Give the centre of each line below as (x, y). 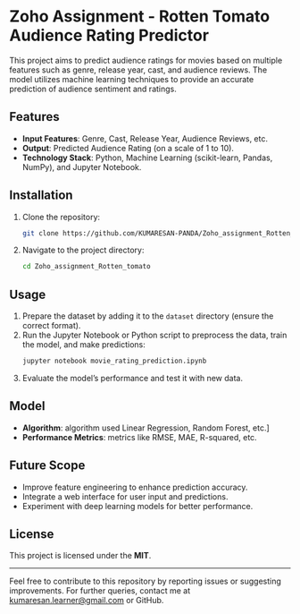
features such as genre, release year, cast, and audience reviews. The (138, 70)
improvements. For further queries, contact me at (100, 591)
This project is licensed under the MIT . (80, 556)
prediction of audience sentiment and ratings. (93, 89)
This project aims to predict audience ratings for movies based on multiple (146, 60)
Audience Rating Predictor (109, 35)
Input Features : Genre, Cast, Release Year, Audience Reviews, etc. (145, 138)
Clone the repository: (61, 217)
